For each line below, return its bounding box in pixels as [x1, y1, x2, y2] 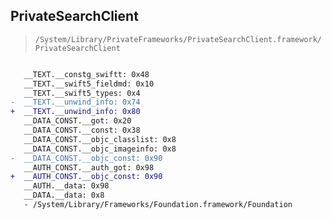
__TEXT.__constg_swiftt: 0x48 [23, 69, 150, 79]
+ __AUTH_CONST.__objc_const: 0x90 [10, 172, 163, 182]
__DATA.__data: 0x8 [23, 190, 105, 201]
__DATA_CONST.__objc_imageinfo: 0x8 [23, 144, 177, 154]
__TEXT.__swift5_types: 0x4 [23, 88, 141, 98]
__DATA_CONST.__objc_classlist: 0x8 [23, 134, 177, 144]
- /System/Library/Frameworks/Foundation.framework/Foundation [23, 200, 293, 210]
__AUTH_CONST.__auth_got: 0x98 [23, 162, 155, 173]
